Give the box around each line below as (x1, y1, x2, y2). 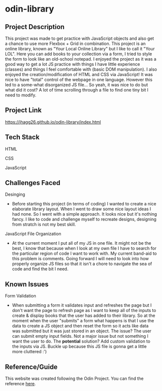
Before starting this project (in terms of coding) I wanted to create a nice (12, 201, 156, 207)
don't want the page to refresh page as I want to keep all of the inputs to (12, 308, 156, 313)
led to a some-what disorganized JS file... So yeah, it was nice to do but (5, 82, 148, 88)
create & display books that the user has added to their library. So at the (12, 313, 156, 318)
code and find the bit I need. (12, 266, 69, 272)
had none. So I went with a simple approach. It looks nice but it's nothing (12, 211, 157, 217)
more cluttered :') (12, 349, 47, 355)
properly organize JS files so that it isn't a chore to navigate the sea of (12, 261, 152, 267)
